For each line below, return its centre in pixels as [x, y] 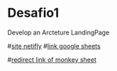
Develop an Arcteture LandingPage [58, 32]
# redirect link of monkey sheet [52, 59]
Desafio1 [33, 13]
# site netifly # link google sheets [54, 46]
